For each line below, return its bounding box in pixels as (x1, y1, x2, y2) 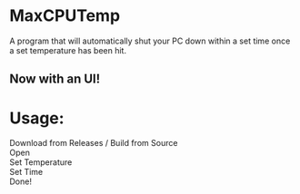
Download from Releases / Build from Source (9, 138, 178, 149)
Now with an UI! (9, 72, 101, 87)
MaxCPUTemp (9, 5, 121, 26)
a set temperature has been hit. (9, 44, 127, 55)
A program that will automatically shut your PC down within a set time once (9, 35, 291, 46)
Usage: (9, 108, 65, 128)
